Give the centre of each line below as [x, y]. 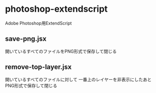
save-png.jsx [26, 39]
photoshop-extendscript [56, 9]
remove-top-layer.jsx [39, 67]
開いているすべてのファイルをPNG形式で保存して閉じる [61, 51]
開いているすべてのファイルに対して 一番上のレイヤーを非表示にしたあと [78, 79]
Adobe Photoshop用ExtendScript [39, 23]
